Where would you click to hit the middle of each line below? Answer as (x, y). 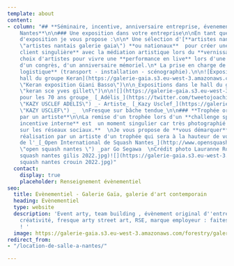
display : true (40, 175)
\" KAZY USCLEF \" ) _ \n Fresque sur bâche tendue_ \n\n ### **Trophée (119, 110)
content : (20, 20)
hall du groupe (42, 78)
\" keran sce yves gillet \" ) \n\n (67, 91)
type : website (34, 208)
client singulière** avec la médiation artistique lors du (107, 53)
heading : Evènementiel (46, 201)
